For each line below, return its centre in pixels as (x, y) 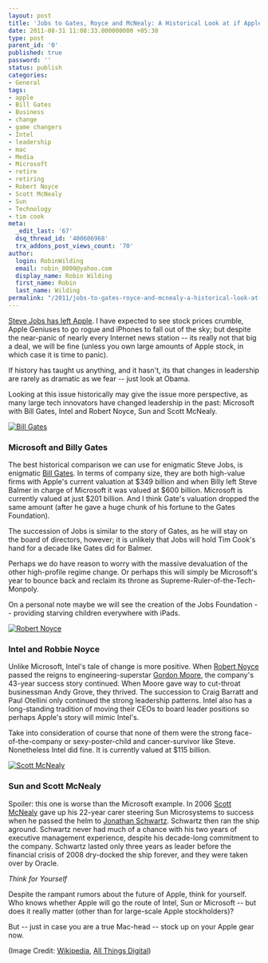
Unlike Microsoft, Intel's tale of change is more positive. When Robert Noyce (134, 667)
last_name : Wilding (48, 291)
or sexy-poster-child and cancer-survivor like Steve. (150, 742)
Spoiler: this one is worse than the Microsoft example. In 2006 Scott (120, 803)
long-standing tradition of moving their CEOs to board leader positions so (129, 709)
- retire (23, 172)
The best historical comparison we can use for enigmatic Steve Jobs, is (126, 465)
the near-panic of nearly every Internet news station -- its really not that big (132, 337)
